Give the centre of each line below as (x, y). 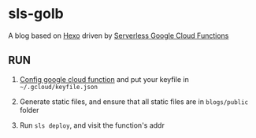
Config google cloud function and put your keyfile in (104, 79)
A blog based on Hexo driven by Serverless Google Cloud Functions (119, 35)
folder (29, 110)
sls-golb (36, 14)
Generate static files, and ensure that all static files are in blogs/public (134, 101)
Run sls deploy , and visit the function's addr (92, 125)
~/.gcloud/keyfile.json (59, 87)
